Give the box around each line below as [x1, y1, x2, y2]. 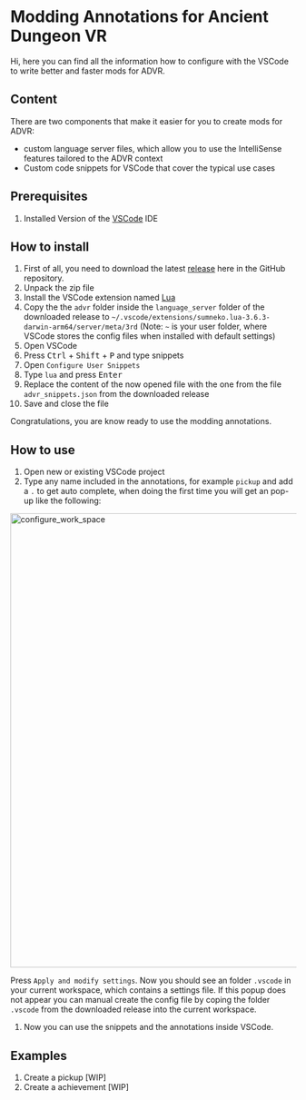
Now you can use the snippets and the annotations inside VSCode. [23, 1022, 274, 1033]
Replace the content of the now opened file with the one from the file [23, 379, 282, 390]
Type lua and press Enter [23, 370, 123, 381]
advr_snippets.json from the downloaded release [23, 389, 210, 400]
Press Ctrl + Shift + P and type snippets [23, 350, 184, 361]
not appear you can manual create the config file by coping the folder [10, 995, 271, 1006]
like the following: [35, 495, 102, 506]
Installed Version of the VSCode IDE [23, 213, 158, 223]
